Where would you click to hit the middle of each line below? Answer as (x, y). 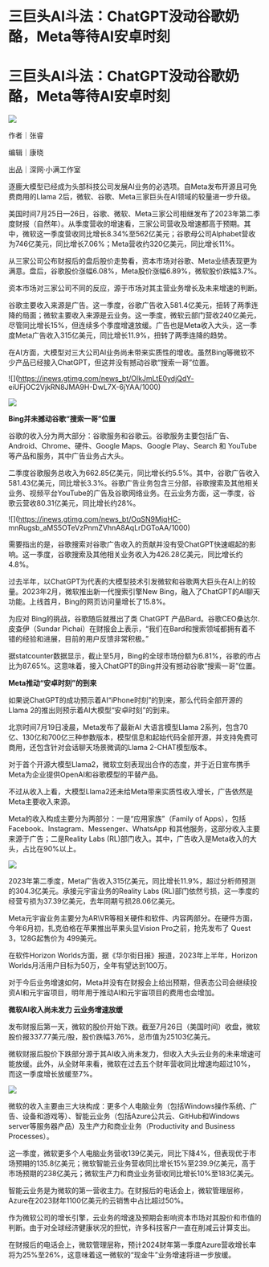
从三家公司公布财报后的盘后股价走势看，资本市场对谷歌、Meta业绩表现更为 (133, 261)
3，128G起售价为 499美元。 (55, 938)
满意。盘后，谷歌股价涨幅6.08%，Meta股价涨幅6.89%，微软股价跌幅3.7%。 (135, 271)
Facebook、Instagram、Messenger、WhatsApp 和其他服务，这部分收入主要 (134, 829)
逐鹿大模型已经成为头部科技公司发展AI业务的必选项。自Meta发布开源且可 (129, 187)
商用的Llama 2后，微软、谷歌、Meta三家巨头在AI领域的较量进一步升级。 (135, 197)
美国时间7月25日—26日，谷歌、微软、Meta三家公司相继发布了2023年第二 (131, 214)
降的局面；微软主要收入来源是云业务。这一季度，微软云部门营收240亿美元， (134, 315)
